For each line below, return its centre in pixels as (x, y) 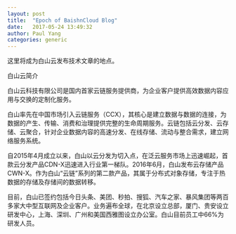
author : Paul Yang (34, 33)
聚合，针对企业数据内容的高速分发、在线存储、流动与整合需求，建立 (124, 132)
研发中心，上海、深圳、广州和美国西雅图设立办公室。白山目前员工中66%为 (116, 214)
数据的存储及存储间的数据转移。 (53, 182)
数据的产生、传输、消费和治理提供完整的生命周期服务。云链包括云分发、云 (115, 123)
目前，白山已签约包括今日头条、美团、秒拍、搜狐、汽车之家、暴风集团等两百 (118, 197)
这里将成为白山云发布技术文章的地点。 (63, 61)
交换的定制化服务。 (47, 100)
